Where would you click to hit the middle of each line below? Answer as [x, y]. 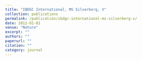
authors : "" [17, 37]
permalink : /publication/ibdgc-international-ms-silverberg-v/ [71, 18]
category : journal [24, 50]
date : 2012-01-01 [23, 23]
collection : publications [31, 14]
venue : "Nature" [22, 28]
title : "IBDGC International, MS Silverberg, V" [56, 9]
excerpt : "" [17, 32]
